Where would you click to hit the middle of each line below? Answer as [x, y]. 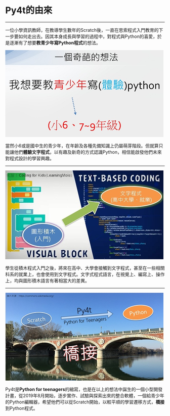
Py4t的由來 [29, 10]
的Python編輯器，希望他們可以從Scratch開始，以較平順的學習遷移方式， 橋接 [85, 402]
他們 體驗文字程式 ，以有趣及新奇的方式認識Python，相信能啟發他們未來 [88, 152]
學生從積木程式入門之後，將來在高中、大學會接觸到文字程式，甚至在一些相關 [85, 268]
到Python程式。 [22, 408]
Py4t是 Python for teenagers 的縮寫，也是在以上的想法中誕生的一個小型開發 [84, 389]
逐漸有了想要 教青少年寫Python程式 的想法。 [55, 42]
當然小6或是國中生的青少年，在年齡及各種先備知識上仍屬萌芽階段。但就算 [82, 146]
